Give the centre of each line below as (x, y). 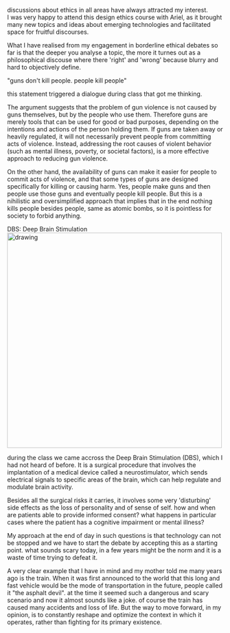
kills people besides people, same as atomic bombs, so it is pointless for (109, 208)
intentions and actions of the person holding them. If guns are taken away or (115, 129)
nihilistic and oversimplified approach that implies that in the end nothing (110, 201)
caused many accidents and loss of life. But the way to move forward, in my (114, 608)
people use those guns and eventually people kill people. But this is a (105, 194)
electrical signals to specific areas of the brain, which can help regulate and (114, 479)
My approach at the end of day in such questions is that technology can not (114, 536)
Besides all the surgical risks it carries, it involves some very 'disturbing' (109, 500)
